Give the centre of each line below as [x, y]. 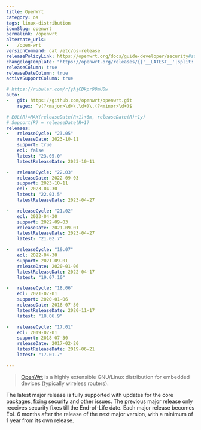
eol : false [31, 150]
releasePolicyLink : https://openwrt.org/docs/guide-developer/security [97, 56]
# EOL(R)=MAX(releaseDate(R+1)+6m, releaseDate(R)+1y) [76, 117]
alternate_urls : [26, 40]
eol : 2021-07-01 [37, 294]
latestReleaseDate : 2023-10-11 [56, 161]
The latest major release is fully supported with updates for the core [90, 395]
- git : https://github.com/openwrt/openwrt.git [69, 101]
